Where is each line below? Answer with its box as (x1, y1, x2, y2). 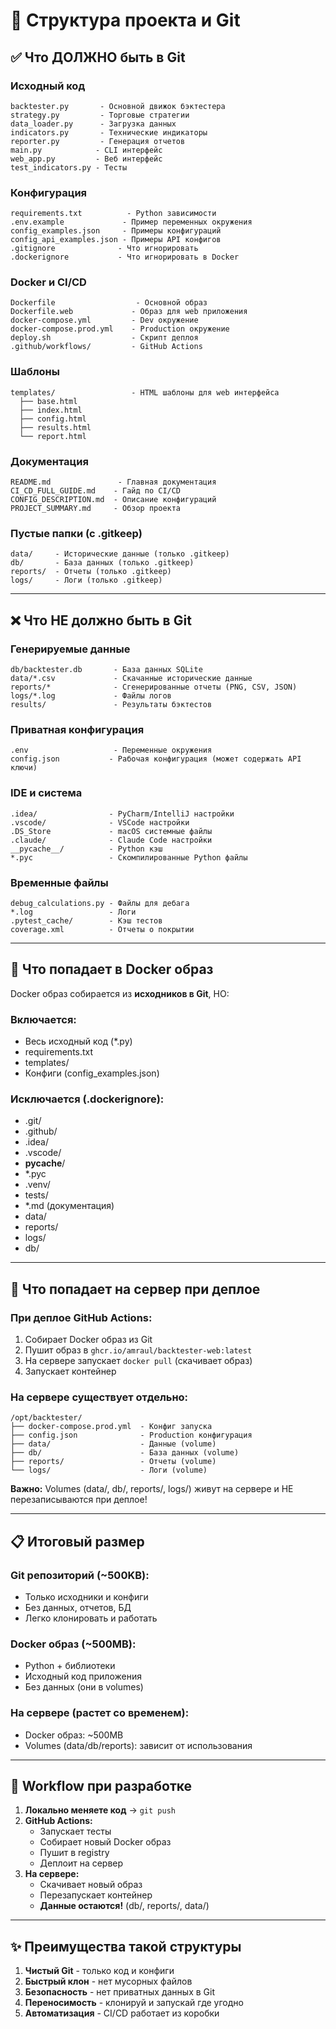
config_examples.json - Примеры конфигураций (10, 226, 222, 236)
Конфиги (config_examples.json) (24, 1067, 160, 1079)
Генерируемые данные (10, 642, 131, 656)
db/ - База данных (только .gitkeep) (10, 558, 195, 568)
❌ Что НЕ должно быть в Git (10, 612, 192, 629)
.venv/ (24, 1179, 51, 1191)
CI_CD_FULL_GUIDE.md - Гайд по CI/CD (10, 486, 182, 496)
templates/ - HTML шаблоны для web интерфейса (10, 387, 280, 398)
